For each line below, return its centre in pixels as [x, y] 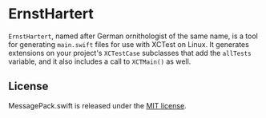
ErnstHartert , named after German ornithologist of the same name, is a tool [133, 36]
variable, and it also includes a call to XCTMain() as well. [100, 61]
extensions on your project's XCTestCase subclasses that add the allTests [130, 53]
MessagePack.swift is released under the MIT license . [97, 105]
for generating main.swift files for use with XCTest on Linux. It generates [129, 44]
